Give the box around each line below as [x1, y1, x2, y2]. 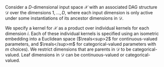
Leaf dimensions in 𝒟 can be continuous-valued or [21, 52, 124, 58]
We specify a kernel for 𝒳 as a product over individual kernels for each [5, 25, 149, 31]
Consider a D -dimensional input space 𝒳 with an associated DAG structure [5, 4, 158, 10]
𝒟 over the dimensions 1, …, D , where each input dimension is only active [5, 10, 153, 15]
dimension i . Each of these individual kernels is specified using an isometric [5, 31, 159, 36]
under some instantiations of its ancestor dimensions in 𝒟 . [5, 15, 123, 21]
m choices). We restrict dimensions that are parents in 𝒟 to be [5, 46, 132, 52]
